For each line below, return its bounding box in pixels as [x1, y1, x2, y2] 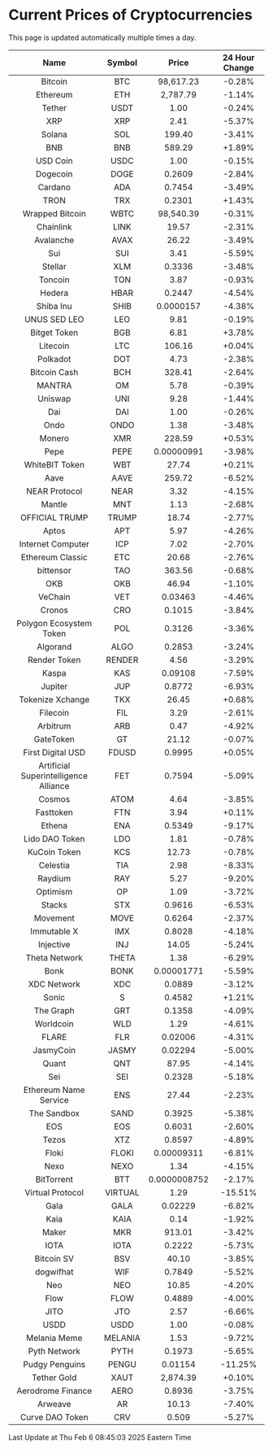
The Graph [33, 1004, 75, 1016]
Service [39, 1094, 69, 1105]
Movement [33, 912, 75, 924]
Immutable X [29, 925, 79, 937]
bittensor [37, 564, 71, 576]
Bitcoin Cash [29, 366, 79, 377]
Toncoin [38, 274, 71, 285]
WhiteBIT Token [24, 459, 85, 470]
